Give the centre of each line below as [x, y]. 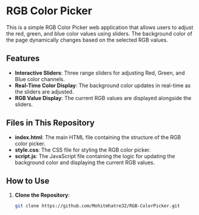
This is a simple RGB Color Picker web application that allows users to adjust [100, 27]
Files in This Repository [50, 123]
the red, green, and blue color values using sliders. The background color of [99, 33]
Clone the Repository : [42, 195]
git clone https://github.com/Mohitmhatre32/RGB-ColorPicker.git [97, 206]
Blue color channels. [40, 79]
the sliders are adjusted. [44, 92]
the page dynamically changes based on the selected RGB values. [87, 40]
